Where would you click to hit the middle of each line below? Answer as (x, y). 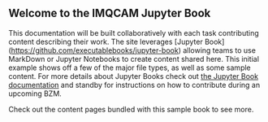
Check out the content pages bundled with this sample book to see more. (131, 109)
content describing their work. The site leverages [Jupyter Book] (117, 41)
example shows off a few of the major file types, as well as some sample (130, 68)
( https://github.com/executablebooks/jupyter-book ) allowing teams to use (132, 50)
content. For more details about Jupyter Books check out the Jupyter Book (133, 76)
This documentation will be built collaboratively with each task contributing (134, 33)
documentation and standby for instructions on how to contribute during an (134, 85)
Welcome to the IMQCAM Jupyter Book (110, 13)
